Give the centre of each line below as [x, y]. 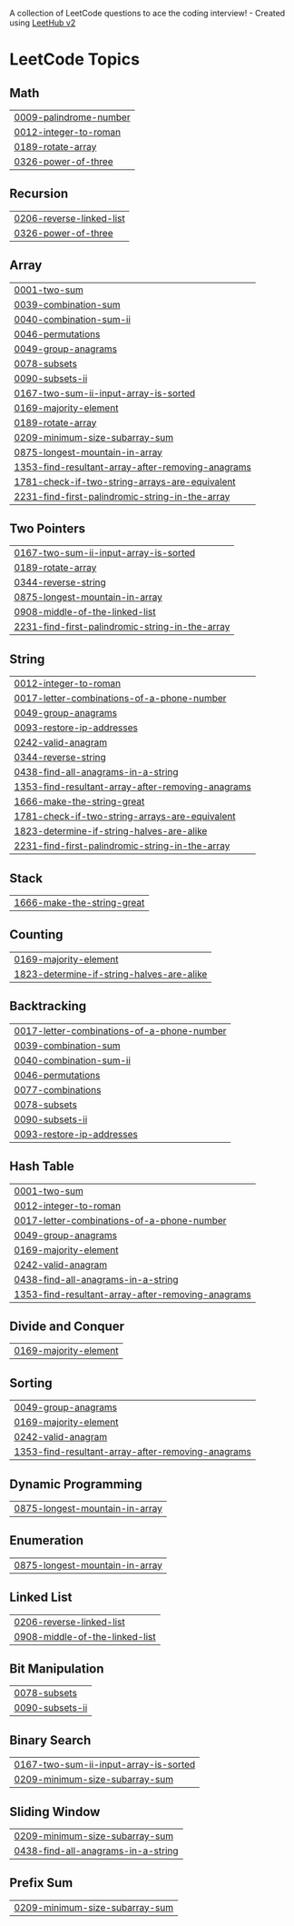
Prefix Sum [41, 1883]
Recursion [39, 194]
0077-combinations [58, 1089]
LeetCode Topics [75, 60]
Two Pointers [48, 529]
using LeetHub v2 [43, 23]
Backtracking [48, 1006]
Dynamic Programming [76, 1484]
